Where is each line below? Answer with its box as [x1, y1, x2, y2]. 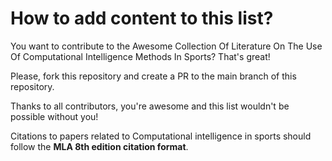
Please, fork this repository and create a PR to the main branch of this [10, 70, 297, 82]
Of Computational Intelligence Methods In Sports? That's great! [10, 50, 271, 62]
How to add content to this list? [10, 7, 274, 30]
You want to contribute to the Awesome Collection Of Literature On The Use [10, 40, 323, 52]
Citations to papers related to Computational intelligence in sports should [10, 130, 312, 142]
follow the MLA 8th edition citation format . [10, 140, 189, 152]
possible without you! [10, 110, 99, 122]
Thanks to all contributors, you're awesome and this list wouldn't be [10, 100, 290, 112]
